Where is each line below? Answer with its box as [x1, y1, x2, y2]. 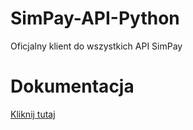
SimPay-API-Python [10, 7, 180, 30]
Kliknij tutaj [10, 108, 56, 120]
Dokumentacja [10, 75, 135, 98]
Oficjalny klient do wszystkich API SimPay [10, 40, 183, 52]
